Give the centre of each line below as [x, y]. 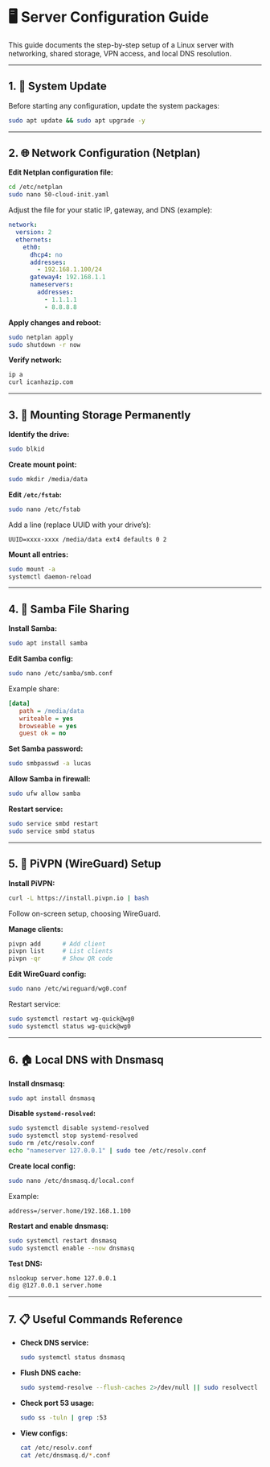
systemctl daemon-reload [50, 577]
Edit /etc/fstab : [35, 494]
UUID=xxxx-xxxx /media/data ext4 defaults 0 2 [88, 539]
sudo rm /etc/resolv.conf [51, 1144]
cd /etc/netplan [35, 187]
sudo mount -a [32, 569]
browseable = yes [48, 726]
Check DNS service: [54, 1343]
